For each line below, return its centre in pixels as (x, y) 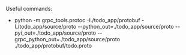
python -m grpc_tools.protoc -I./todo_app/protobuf (77, 20)
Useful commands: (29, 9)
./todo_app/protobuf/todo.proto (53, 45)
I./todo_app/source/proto (45, 27)
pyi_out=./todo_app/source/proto (55, 33)
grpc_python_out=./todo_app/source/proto (67, 39)
